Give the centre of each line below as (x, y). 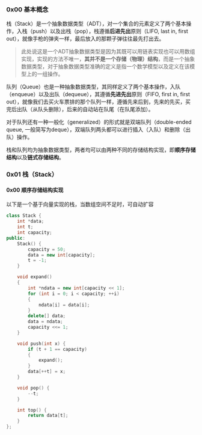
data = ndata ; (45, 322)
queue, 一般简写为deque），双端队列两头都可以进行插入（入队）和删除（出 (99, 130)
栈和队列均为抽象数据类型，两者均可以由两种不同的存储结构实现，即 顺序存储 (101, 150)
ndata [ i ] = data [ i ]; (64, 305)
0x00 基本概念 (27, 9)
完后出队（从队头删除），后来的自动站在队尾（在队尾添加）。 (80, 109)
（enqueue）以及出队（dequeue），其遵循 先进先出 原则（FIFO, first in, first (98, 94)
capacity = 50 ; (47, 249)
